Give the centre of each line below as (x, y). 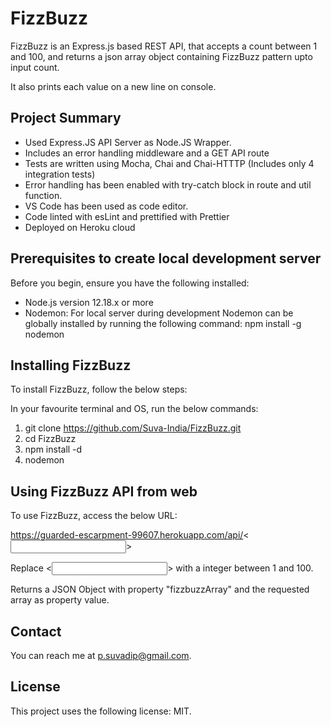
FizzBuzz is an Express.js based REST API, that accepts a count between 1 (164, 46)
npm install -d (53, 449)
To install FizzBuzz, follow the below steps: (99, 389)
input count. (35, 67)
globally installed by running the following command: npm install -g (163, 323)
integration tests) (60, 174)
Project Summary (66, 118)
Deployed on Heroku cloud (80, 227)
